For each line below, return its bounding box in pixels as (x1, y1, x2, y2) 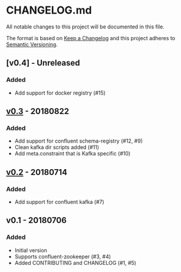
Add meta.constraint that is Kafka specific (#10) (14, 150, 131, 157)
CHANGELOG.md (6, 4, 93, 17)
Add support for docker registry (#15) (14, 89, 106, 96)
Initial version (14, 247, 47, 254)
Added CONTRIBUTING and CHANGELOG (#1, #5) (14, 259, 137, 266)
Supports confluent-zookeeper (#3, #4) (14, 252, 111, 260)
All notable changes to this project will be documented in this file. (6, 23, 165, 30)
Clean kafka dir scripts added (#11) (14, 144, 99, 151)
